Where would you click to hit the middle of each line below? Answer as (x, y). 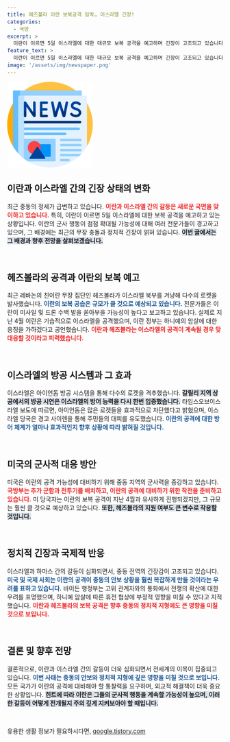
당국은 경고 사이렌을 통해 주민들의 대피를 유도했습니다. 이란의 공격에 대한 (116, 419)
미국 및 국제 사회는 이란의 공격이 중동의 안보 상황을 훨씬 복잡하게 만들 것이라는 (110, 579)
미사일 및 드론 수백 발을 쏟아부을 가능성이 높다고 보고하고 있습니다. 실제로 (117, 313)
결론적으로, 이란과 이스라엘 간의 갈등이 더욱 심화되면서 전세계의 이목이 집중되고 (112, 669)
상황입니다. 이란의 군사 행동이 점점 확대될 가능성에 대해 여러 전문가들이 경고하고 (113, 224)
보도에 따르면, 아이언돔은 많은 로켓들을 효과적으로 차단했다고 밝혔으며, (113, 410)
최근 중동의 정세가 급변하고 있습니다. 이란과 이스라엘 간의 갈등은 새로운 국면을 (110, 206)
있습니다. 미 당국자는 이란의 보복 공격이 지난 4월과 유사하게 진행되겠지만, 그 (108, 499)
